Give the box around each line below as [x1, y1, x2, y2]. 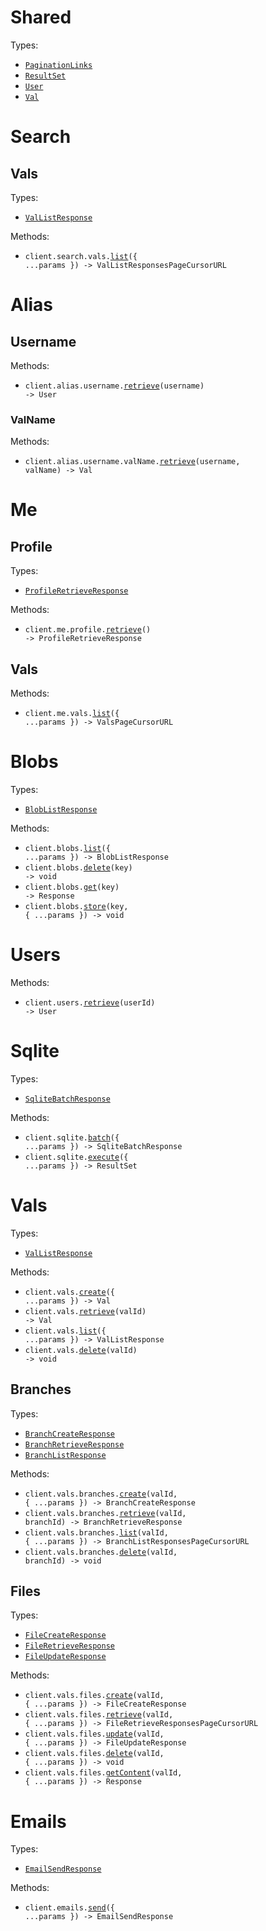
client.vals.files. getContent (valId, [24, 1768, 183, 1778]
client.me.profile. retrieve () [24, 625, 152, 635]
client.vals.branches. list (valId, [24, 1527, 169, 1538]
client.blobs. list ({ [24, 843, 111, 853]
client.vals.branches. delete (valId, [24, 1547, 178, 1557]
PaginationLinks [24, 60, 93, 70]
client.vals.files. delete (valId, [24, 1749, 165, 1759]
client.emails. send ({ [24, 1903, 115, 1913]
